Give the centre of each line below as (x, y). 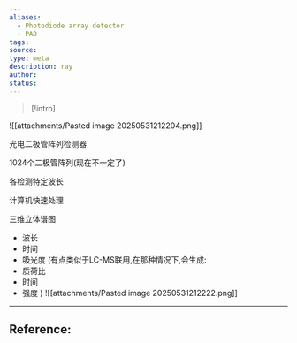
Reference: (40, 329)
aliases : (25, 17)
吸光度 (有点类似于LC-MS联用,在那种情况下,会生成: (114, 259)
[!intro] (43, 108)
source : (23, 50)
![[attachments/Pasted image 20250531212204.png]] (106, 126)
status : (23, 83)
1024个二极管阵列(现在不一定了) (68, 162)
